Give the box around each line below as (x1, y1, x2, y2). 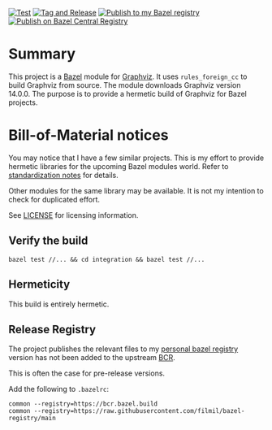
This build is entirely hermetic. (8, 299, 110, 309)
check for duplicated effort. (8, 194, 100, 204)
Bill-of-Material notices (8, 126, 169, 145)
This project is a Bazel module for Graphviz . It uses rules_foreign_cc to (8, 72, 248, 81)
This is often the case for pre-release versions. (8, 368, 165, 378)
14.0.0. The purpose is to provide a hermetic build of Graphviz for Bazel (8, 89, 248, 98)
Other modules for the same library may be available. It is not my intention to (8, 185, 264, 195)
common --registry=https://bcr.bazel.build (8, 400, 158, 408)
